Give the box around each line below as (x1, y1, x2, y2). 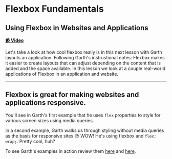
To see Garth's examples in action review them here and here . (5, 148, 136, 154)
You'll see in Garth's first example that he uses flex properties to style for (5, 112, 161, 118)
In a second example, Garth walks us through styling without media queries (5, 127, 164, 133)
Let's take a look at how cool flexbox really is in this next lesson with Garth (5, 49, 162, 55)
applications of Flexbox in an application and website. (5, 71, 119, 77)
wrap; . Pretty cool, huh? (5, 138, 55, 144)
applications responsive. (5, 98, 86, 107)
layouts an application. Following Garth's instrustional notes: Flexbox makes (5, 55, 165, 60)
